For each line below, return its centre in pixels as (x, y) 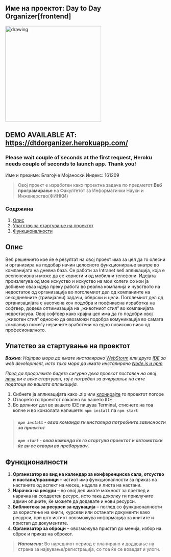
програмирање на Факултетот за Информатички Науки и (81, 190)
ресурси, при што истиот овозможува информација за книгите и (83, 518)
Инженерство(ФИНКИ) (43, 196)
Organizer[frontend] (38, 17)
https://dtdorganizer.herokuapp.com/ (67, 143)
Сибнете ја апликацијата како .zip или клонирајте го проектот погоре (88, 394)
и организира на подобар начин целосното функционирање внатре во (82, 264)
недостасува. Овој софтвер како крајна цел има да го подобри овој (79, 313)
